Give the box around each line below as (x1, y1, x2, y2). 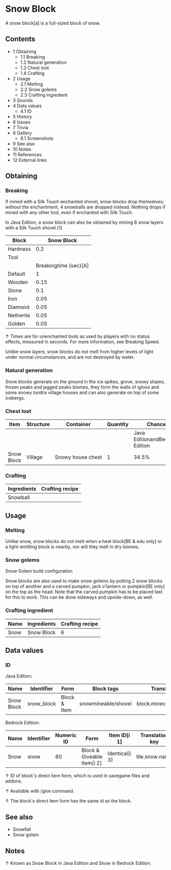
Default (8, 270, 25, 277)
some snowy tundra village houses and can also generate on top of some (5, 389, 159, 395)
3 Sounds (12, 97, 33, 103)
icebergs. (5, 394, 25, 401)
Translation (140, 732, 169, 739)
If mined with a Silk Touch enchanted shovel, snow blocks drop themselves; (5, 199, 164, 205)
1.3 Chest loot (20, 64, 49, 70)
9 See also (12, 140, 35, 147)
